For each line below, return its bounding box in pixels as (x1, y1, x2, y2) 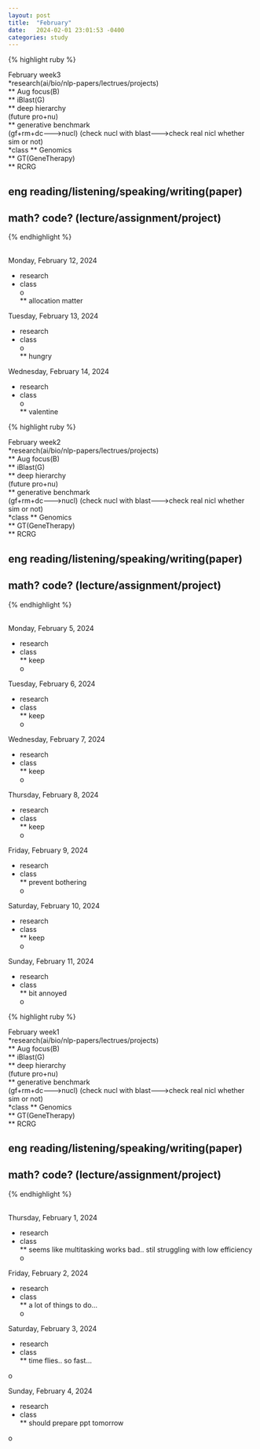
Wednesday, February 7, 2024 (8, 734, 106, 743)
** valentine (19, 407, 59, 416)
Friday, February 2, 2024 (8, 1268, 89, 1278)
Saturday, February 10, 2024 (8, 901, 101, 910)
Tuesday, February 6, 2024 (8, 679, 96, 688)
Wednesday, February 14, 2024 (8, 367, 110, 376)
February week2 (8, 438, 61, 447)
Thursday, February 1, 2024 (8, 1212, 98, 1222)
